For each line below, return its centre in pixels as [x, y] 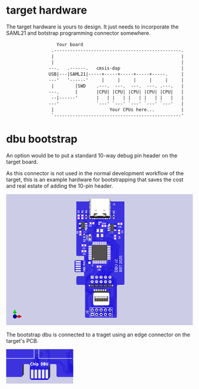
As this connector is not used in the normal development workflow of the [95, 173]
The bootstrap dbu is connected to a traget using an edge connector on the [98, 335]
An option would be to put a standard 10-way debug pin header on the [92, 155]
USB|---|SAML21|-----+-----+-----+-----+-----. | [116, 74]
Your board [70, 44]
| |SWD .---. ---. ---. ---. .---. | [118, 86]
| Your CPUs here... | [118, 110]
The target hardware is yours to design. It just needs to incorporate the [92, 27]
